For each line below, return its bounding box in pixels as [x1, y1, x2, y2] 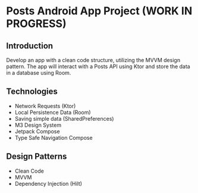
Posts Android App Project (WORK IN [6, 4, 193, 18]
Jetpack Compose [14, 127, 61, 135]
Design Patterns [6, 151, 67, 162]
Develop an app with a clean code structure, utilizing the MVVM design [6, 57, 180, 63]
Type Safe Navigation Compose [14, 134, 93, 141]
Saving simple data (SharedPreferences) [14, 115, 114, 122]
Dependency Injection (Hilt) [14, 180, 82, 187]
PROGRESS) [6, 17, 67, 30]
